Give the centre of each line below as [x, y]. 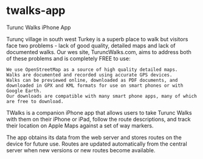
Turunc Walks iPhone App [39, 27]
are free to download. [35, 101]
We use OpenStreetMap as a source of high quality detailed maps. [92, 69]
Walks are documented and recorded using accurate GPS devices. [89, 75]
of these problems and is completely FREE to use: [68, 58]
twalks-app [36, 11]
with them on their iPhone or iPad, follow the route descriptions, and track [99, 119]
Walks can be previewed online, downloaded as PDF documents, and [92, 80]
